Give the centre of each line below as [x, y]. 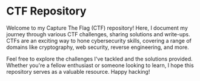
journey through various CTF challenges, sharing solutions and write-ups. [98, 34]
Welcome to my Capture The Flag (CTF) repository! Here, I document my [97, 28]
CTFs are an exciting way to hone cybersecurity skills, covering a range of [99, 40]
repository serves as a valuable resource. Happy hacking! [78, 71]
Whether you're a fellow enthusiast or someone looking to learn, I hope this [100, 65]
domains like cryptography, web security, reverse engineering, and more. [98, 47]
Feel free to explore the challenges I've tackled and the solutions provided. [99, 59]
